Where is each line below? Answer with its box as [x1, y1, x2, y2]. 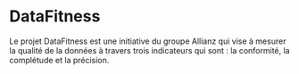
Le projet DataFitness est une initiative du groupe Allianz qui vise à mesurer [9, 36, 287, 46]
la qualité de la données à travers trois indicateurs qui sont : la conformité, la [9, 45, 290, 55]
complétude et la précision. [9, 54, 110, 65]
